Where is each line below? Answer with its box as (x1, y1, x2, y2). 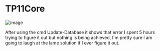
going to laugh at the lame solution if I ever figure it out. (5, 39, 120, 45)
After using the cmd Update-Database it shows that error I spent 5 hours (5, 29, 155, 35)
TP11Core (5, 3, 45, 14)
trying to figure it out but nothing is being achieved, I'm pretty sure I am (5, 34, 152, 40)
